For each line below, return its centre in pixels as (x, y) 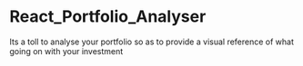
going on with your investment (66, 51)
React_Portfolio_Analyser (108, 17)
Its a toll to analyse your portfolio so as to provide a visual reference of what (151, 42)
